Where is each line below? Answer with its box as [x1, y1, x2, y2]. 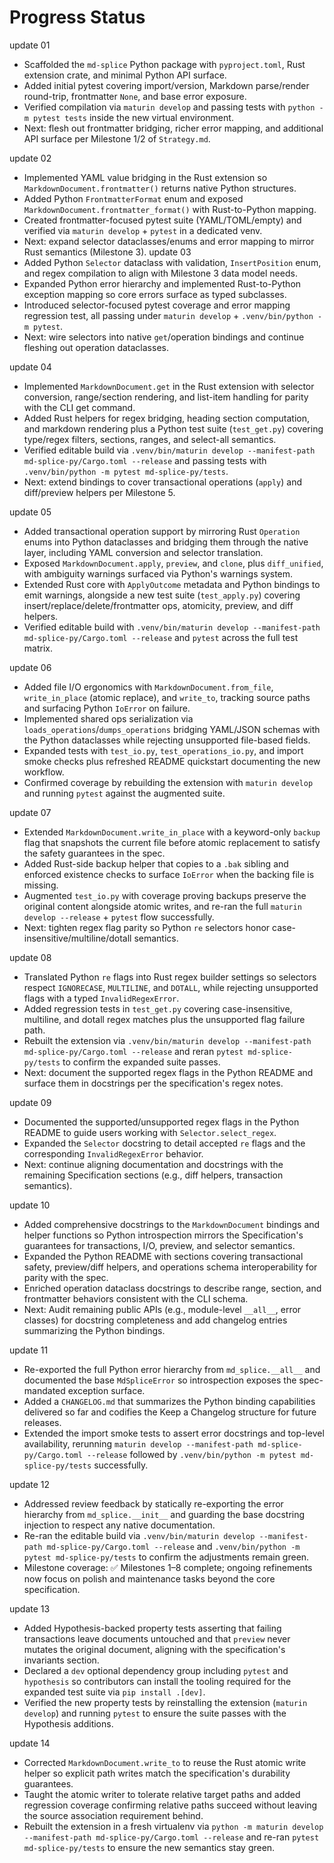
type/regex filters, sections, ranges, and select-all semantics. [23, 433, 277, 445]
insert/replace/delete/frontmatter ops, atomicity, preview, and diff [23, 599, 294, 611]
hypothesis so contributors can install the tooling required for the [23, 1675, 292, 1687]
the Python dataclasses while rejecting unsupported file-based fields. [23, 734, 311, 746]
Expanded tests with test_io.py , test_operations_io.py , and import [23, 744, 304, 756]
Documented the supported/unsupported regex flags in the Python [23, 1116, 300, 1128]
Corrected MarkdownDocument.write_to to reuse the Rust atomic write [23, 1756, 307, 1768]
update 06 [9, 661, 52, 673]
